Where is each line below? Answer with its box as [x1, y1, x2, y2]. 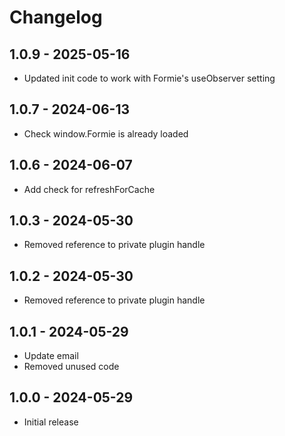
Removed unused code [23, 361, 120, 373]
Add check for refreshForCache [23, 183, 156, 195]
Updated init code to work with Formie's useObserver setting [23, 72, 276, 84]
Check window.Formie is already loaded [23, 127, 189, 140]
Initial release [23, 416, 79, 428]
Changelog [9, 6, 103, 29]
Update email [23, 350, 79, 362]
